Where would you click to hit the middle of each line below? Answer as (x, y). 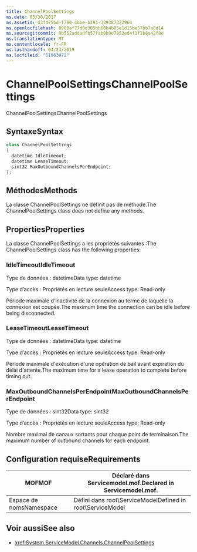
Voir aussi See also (40, 528)
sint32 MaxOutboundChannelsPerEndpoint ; (61, 167)
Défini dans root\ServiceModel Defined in (130, 500)
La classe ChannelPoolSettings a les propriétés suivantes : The (81, 244)
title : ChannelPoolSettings (40, 11)
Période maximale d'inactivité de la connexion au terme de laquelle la (90, 301)
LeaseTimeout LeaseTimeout (47, 328)
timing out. (19, 376)
